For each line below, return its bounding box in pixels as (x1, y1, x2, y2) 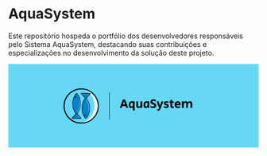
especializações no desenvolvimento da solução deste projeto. (8, 48, 215, 57)
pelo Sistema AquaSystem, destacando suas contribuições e (8, 39, 207, 49)
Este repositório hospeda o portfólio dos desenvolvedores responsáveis (8, 31, 244, 41)
